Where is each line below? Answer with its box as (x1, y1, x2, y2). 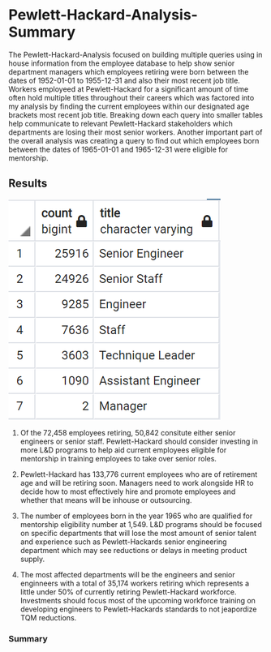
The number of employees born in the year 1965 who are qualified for (19, 511, 253, 521)
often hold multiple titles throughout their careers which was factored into (8, 92, 255, 102)
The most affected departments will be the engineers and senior (19, 569, 235, 579)
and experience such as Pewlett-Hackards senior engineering (19, 537, 227, 547)
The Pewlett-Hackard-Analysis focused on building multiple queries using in (8, 49, 263, 59)
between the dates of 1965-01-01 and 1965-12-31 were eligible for (8, 144, 229, 154)
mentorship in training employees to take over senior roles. (19, 453, 217, 463)
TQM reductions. (19, 612, 77, 622)
